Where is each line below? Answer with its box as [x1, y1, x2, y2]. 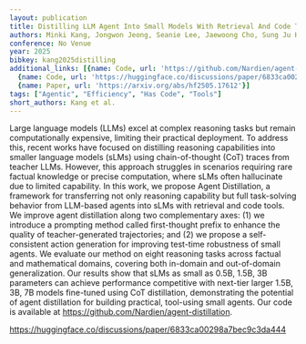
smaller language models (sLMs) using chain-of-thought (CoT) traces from [9, 152, 290, 163]
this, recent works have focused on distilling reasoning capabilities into [9, 142, 276, 153]
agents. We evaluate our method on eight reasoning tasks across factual [9, 248, 281, 259]
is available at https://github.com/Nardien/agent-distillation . [9, 307, 233, 318]
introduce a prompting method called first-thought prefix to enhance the [9, 219, 280, 230]
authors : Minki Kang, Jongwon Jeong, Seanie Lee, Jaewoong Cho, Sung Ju [9, 30, 291, 39]
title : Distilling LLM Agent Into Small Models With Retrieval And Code [9, 22, 291, 31]
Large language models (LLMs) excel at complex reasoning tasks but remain [9, 123, 296, 134]
